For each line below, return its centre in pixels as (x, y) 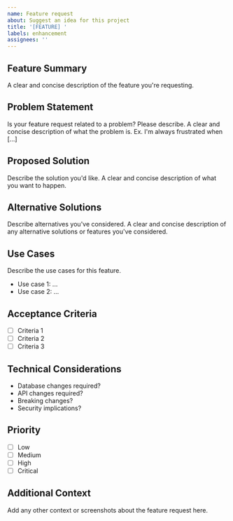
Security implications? (49, 408)
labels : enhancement (37, 33)
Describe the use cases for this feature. (64, 271)
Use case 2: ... (38, 292)
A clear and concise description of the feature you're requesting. (101, 85)
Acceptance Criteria (52, 314)
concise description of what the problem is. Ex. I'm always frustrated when (115, 131)
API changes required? (50, 393)
